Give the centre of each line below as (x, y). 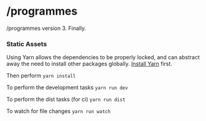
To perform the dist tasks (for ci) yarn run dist (66, 100)
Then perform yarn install (41, 76)
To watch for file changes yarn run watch (59, 111)
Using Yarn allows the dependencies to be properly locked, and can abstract (103, 57)
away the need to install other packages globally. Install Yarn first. (90, 64)
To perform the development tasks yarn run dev (67, 87)
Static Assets (27, 44)
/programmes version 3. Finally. (46, 28)
